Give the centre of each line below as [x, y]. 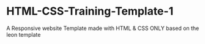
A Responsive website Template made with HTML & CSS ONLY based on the [103, 28]
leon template [24, 34]
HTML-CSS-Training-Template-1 [90, 11]
